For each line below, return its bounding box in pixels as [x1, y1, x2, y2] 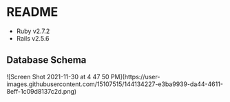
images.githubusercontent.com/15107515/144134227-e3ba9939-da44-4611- [6, 80, 223, 88]
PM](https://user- [110, 72, 160, 81]
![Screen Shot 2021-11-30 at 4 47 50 [6, 72, 109, 81]
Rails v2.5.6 [16, 34, 50, 42]
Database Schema [6, 54, 87, 66]
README [6, 4, 59, 20]
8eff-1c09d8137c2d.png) [6, 87, 77, 95]
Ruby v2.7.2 [16, 27, 50, 35]
